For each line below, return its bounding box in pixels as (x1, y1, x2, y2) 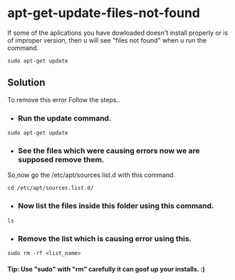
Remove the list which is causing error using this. (17, 233, 192, 243)
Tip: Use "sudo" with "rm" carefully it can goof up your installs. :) (7, 264, 205, 273)
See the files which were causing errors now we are (17, 146, 201, 156)
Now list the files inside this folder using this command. (17, 201, 214, 211)
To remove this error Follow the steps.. (7, 95, 120, 104)
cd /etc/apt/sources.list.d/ (7, 185, 94, 192)
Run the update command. (17, 113, 112, 123)
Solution (7, 77, 46, 89)
